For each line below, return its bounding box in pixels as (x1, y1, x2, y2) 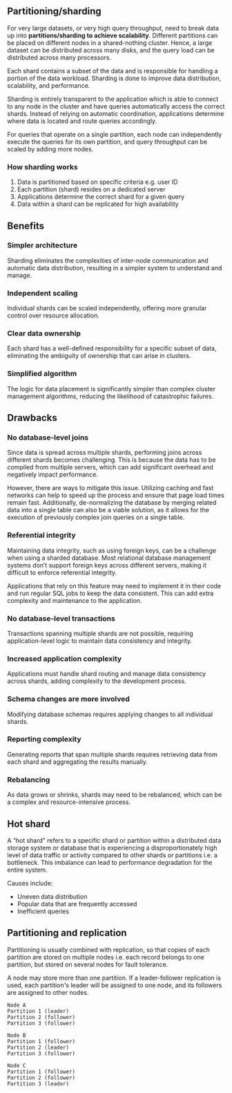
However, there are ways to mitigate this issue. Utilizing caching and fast (7, 484, 214, 492)
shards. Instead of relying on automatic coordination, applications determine (7, 109, 224, 118)
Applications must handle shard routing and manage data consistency (7, 670, 206, 678)
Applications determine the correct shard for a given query (17, 193, 185, 201)
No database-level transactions (7, 613, 115, 623)
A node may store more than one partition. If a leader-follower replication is (7, 973, 221, 982)
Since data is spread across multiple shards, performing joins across (7, 449, 202, 457)
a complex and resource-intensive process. (7, 798, 131, 806)
